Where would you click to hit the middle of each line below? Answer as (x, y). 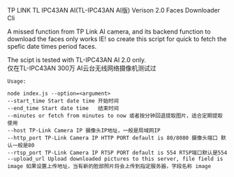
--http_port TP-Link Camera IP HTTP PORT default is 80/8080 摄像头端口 (112, 138)
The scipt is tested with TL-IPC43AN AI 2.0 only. (77, 60)
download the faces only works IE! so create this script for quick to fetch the (117, 39)
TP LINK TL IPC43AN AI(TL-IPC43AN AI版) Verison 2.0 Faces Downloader (114, 10)
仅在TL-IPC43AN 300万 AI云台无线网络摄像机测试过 (82, 68)
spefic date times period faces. (52, 46)
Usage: (17, 82)
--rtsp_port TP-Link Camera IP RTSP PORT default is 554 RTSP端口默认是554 (117, 153)
